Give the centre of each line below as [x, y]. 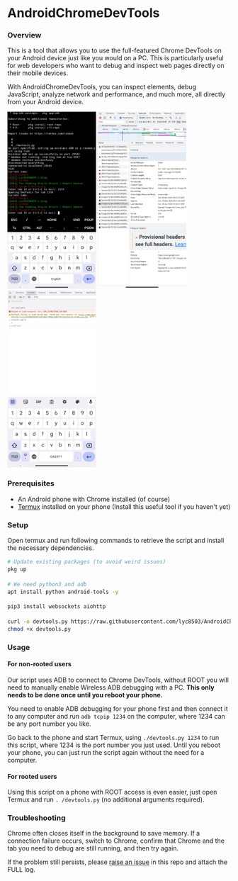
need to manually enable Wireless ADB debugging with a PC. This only [111, 687]
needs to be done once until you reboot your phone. [85, 695]
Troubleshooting [36, 818]
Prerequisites [31, 483]
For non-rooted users [40, 664]
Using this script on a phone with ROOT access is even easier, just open [112, 792]
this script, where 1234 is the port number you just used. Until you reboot [114, 745]
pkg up [17, 569]
